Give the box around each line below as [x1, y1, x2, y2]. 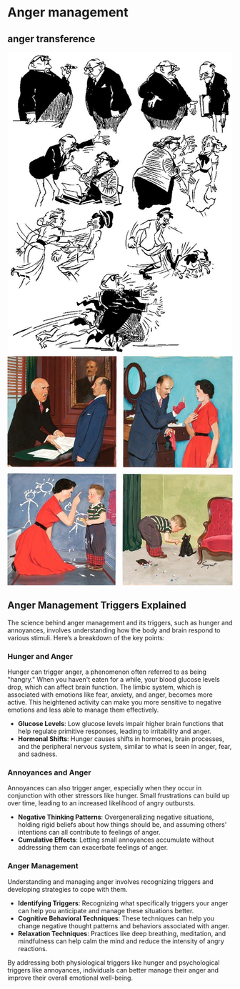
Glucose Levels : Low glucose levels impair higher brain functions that [17, 720, 224, 728]
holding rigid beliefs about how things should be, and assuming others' [17, 820, 227, 829]
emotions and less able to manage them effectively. [7, 705, 159, 715]
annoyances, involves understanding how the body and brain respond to [7, 626, 221, 635]
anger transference [7, 33, 96, 45]
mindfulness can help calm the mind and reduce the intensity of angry [17, 937, 225, 945]
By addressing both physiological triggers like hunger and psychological [7, 958, 220, 967]
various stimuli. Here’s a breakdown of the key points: [7, 633, 165, 642]
